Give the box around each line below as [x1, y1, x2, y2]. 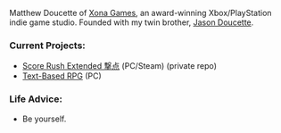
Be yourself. [21, 113, 67, 124]
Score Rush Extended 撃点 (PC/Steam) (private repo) [21, 61, 217, 71]
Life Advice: [9, 93, 62, 105]
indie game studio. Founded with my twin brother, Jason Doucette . [9, 17, 254, 28]
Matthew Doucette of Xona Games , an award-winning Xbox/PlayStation [9, 8, 272, 18]
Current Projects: [9, 39, 87, 52]
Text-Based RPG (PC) [21, 71, 103, 81]
